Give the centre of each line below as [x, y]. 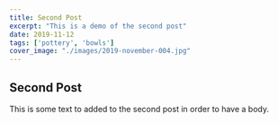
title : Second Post [46, 18]
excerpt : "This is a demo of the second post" [98, 26]
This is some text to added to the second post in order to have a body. [139, 109]
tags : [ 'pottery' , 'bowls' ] [62, 43]
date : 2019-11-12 [42, 34]
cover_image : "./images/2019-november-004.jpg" [100, 51]
